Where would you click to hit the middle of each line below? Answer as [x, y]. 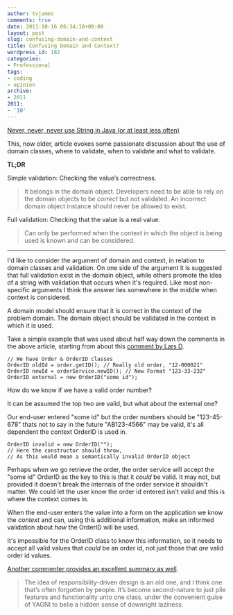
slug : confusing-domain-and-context [60, 40]
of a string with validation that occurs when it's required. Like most [102, 283]
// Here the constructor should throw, [65, 450]
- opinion [21, 85]
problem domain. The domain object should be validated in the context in [112, 318]
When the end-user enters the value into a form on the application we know [115, 512]
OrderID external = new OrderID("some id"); [72, 377]
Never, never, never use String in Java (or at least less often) [94, 130]
